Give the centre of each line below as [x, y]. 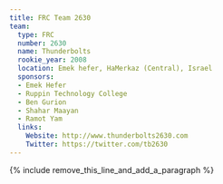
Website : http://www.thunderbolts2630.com [107, 136]
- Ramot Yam [40, 119]
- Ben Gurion [42, 102]
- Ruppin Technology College [73, 93]
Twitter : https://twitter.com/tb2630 [97, 144]
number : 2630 [42, 43]
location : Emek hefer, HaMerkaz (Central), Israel [115, 69]
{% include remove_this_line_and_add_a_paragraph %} [112, 169]
